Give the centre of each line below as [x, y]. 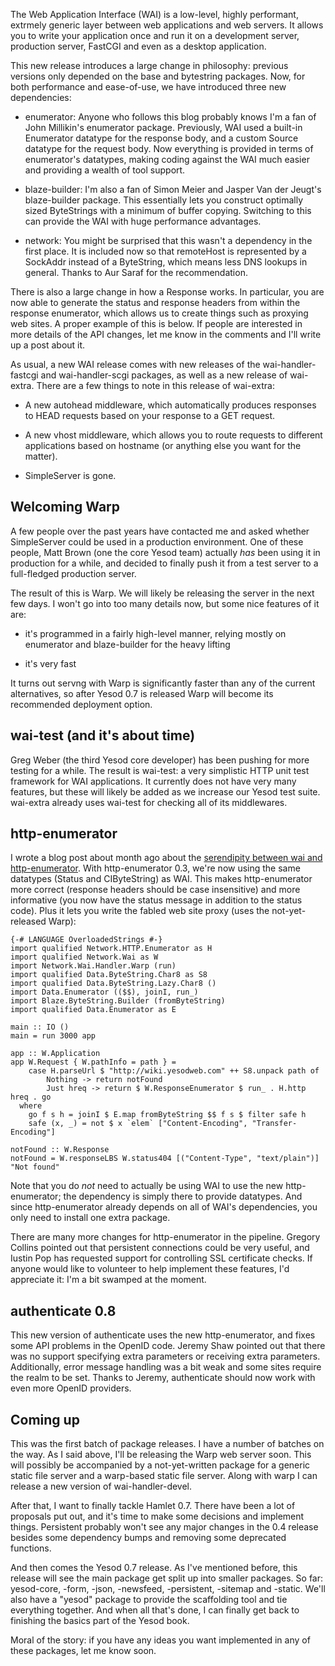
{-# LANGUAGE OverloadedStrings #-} [86, 940]
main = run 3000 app [53, 1036]
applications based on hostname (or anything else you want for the [163, 445]
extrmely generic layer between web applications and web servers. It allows [167, 25]
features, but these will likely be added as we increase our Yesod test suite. [165, 791]
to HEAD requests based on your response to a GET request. [150, 415]
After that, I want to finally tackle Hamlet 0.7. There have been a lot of [153, 1506]
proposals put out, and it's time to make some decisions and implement [157, 1516]
